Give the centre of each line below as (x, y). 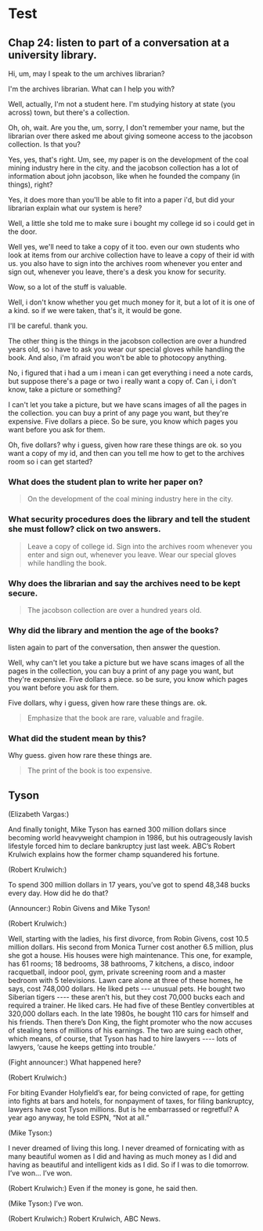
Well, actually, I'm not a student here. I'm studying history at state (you (122, 104)
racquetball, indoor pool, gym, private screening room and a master (117, 972)
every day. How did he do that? (58, 893)
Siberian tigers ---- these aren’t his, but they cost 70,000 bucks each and (126, 997)
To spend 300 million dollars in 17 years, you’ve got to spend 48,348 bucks (129, 885)
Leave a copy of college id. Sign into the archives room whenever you (140, 546)
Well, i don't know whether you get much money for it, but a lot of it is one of (132, 302)
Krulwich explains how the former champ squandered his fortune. (114, 854)
